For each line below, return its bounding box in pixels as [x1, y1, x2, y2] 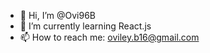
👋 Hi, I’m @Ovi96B [19, 10, 97, 21]
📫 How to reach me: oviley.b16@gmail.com [19, 31, 200, 43]
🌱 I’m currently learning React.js [19, 20, 152, 32]
